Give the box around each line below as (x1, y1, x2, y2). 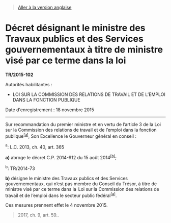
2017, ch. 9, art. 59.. (17, 212, 60, 218)
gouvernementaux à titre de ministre (5, 44, 163, 56)
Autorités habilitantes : (5, 81, 52, 87)
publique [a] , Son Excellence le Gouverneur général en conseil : (5, 132, 136, 139)
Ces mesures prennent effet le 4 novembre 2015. (5, 202, 108, 208)
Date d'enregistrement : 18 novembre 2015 (5, 107, 94, 113)
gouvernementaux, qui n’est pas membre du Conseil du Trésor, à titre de (5, 181, 157, 187)
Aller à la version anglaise (17, 5, 72, 10)
